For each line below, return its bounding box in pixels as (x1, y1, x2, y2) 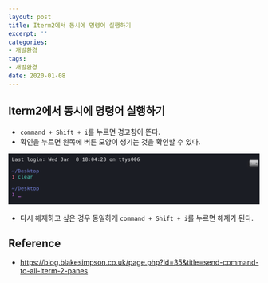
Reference (8, 236, 61, 250)
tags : (8, 55, 26, 63)
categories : (8, 38, 48, 46)
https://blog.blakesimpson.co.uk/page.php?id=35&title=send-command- (19, 257, 259, 267)
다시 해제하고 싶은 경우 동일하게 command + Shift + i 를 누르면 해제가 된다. (19, 213, 254, 222)
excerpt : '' (8, 29, 48, 37)
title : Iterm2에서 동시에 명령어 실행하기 (8, 21, 132, 29)
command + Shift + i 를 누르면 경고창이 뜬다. (19, 127, 161, 136)
